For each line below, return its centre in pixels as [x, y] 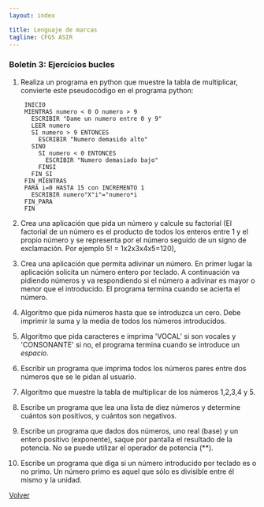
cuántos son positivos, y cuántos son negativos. [99, 415]
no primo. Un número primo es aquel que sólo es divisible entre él [127, 471]
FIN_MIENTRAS [45, 181]
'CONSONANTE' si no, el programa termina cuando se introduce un [130, 344]
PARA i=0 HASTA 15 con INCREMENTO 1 [84, 188]
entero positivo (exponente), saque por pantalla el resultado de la [126, 439]
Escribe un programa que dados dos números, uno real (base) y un [129, 430]
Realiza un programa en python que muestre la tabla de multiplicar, [129, 82]
